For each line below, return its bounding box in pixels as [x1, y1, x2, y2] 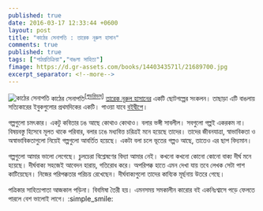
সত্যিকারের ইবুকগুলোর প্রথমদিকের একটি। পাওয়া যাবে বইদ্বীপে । [8, 102, 148, 111]
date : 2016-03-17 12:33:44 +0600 [8, 19, 118, 27]
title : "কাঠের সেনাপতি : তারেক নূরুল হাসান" [8, 33, 120, 42]
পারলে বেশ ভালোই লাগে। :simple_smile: [8, 194, 114, 204]
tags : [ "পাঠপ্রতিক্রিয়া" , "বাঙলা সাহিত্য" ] [8, 56, 104, 64]
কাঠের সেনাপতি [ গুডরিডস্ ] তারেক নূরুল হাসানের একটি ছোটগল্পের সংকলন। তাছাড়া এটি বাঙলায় [51, 92, 255, 103]
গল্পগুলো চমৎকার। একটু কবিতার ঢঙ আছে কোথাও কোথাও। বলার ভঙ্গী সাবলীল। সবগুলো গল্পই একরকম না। [8, 118, 246, 127]
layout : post [8, 26, 51, 34]
